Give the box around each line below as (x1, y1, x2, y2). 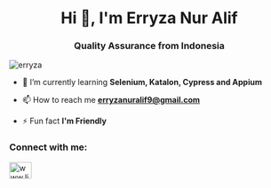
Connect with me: (9, 141, 88, 153)
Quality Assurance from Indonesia (74, 40, 225, 52)
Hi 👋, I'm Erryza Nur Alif (60, 8, 238, 28)
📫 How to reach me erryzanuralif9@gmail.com (21, 95, 201, 106)
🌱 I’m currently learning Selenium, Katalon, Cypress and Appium (21, 77, 262, 88)
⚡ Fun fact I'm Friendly (21, 115, 107, 127)
